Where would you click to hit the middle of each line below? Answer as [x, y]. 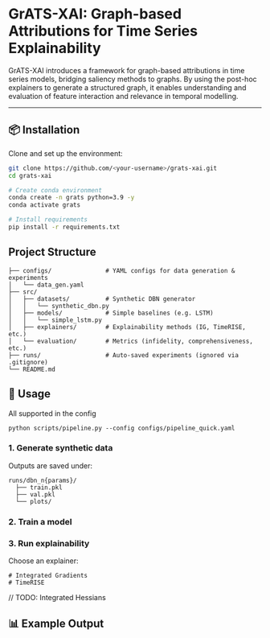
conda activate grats [45, 205]
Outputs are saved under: [51, 465]
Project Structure [52, 252]
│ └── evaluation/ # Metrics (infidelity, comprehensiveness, [131, 341]
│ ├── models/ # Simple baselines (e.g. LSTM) [111, 313]
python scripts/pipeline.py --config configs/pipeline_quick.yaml [122, 428]
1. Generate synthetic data [61, 448]
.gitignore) [28, 362]
